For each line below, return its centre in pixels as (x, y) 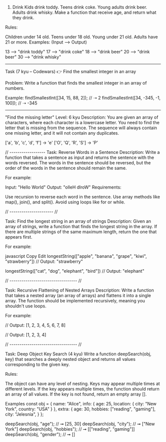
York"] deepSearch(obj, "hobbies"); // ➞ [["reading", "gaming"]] (70, 429)
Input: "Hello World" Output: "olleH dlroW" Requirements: (63, 187)
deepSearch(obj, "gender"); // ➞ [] (40, 434)
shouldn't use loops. (26, 306)
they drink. (23, 18)
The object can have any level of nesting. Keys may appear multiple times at (83, 384)
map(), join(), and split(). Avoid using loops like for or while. (65, 202)
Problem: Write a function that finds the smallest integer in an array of (76, 83)
